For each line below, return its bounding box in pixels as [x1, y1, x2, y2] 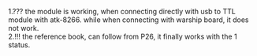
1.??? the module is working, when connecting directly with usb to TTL [8, 7, 237, 16]
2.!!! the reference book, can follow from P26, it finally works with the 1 [8, 32, 238, 41]
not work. [8, 24, 39, 32]
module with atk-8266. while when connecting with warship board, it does [8, 15, 249, 24]
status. [8, 40, 31, 50]
